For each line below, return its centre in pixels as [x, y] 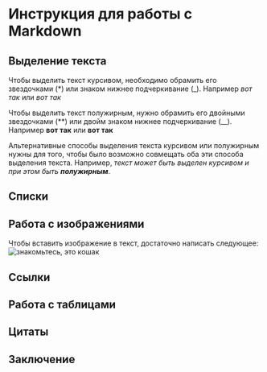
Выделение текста [58, 61]
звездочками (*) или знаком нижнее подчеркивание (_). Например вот [130, 89]
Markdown [45, 31]
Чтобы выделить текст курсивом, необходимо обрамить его [113, 80]
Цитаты [29, 332]
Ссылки [29, 277]
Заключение [42, 359]
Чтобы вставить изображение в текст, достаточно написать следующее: [133, 243]
